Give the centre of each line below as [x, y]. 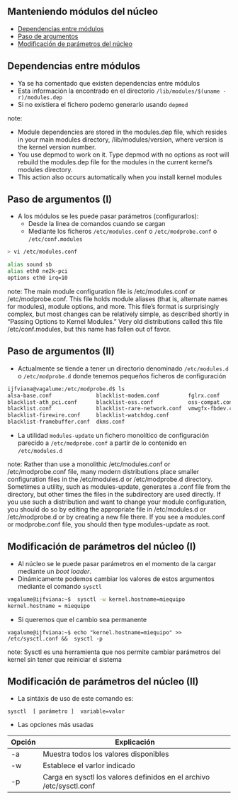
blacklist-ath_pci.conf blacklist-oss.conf [80, 402]
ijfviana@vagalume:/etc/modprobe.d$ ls [66, 389]
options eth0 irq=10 [38, 278]
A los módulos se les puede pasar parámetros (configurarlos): [108, 216]
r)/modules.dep [40, 97]
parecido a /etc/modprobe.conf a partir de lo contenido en [102, 443]
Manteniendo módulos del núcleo [83, 12]
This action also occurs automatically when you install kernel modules [120, 177]
